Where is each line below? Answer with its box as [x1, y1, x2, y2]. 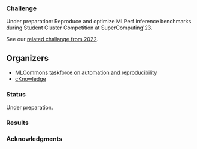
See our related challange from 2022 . [6, 36, 99, 43]
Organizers [6, 53, 49, 63]
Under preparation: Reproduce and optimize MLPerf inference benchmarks [6, 18, 192, 25]
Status [6, 90, 26, 99]
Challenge [6, 4, 37, 13]
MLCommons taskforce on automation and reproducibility [14, 69, 157, 76]
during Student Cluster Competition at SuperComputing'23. [6, 24, 153, 31]
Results [6, 118, 29, 127]
